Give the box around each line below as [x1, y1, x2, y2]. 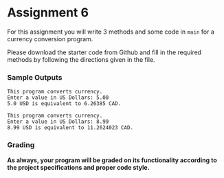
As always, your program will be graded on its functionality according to [7, 156, 218, 164]
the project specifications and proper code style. [7, 163, 150, 171]
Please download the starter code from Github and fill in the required [7, 48, 201, 56]
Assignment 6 [7, 5, 89, 21]
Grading [7, 140, 35, 150]
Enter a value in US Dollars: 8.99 [7, 118, 109, 125]
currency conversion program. [7, 34, 93, 43]
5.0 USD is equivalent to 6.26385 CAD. [7, 100, 122, 107]
